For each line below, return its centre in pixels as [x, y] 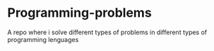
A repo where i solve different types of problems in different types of [107, 32]
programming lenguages [43, 39]
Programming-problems [79, 13]
